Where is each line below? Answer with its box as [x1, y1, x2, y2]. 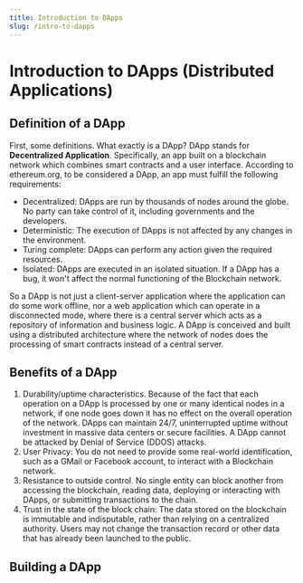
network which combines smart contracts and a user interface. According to [9, 159, 294, 170]
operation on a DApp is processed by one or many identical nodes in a [22, 398, 285, 409]
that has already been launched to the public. [22, 533, 192, 544]
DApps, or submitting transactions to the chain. [22, 494, 199, 505]
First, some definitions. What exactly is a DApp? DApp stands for [9, 139, 251, 150]
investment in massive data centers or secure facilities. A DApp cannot [22, 427, 287, 438]
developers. [22, 215, 68, 226]
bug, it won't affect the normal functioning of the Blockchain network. [22, 272, 282, 283]
